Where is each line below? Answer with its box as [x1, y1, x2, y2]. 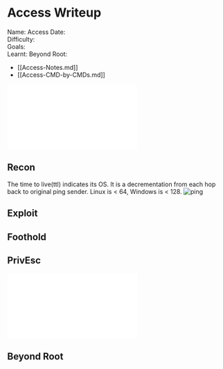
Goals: [7, 42, 26, 51]
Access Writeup [7, 5, 102, 21]
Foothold [7, 231, 47, 243]
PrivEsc [7, 254, 42, 266]
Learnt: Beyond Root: [7, 50, 68, 58]
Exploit [7, 208, 38, 219]
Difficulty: [7, 35, 35, 43]
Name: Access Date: [7, 28, 66, 36]
